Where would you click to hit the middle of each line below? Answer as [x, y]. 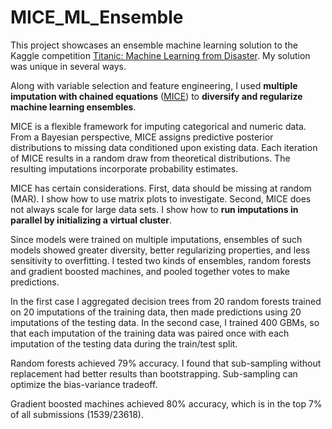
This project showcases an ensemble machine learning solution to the [154, 45]
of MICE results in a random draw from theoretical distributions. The [150, 158]
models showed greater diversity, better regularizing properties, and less [160, 250]
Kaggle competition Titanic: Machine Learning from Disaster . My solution [160, 55]
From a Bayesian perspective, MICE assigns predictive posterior [142, 137]
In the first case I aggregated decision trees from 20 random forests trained [166, 301]
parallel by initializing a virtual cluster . [91, 220]
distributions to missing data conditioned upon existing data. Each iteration [164, 147]
